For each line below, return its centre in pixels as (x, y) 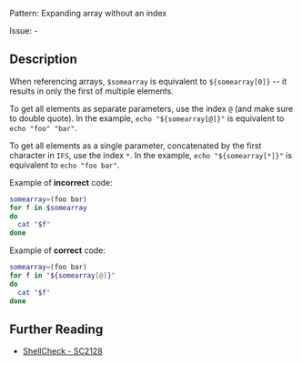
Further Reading (56, 329)
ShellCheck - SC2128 (62, 351)
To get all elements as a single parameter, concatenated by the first (136, 146)
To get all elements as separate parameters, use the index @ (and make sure (151, 108)
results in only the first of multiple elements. (92, 91)
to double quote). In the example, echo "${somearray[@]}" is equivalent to (147, 118)
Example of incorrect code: (61, 182)
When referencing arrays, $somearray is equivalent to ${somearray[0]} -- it (148, 81)
